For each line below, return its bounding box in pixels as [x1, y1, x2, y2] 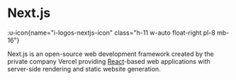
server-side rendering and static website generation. [7, 64, 161, 73]
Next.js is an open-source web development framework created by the [7, 50, 214, 58]
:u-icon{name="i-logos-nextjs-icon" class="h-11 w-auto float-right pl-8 [7, 28, 216, 37]
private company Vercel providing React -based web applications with [7, 57, 210, 65]
